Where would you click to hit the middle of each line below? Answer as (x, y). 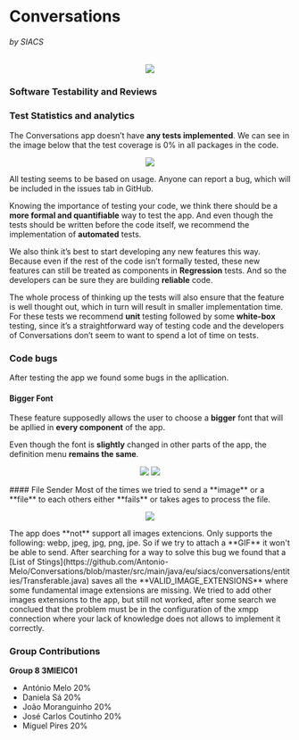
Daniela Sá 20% (52, 697)
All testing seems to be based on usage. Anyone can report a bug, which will (150, 179)
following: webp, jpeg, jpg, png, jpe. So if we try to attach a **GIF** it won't (149, 543)
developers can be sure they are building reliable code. (111, 279)
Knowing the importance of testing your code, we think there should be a (144, 205)
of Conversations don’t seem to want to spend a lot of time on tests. (134, 335)
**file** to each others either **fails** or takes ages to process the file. (140, 499)
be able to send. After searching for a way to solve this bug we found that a (148, 553)
